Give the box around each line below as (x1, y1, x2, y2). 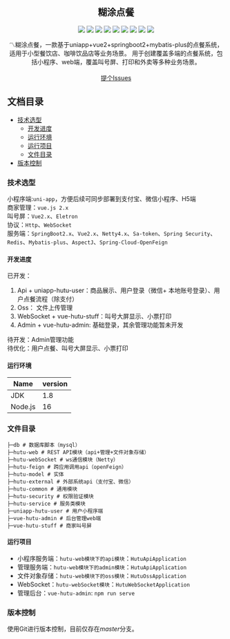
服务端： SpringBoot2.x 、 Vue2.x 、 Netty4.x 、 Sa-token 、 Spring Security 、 (7, 229, 216, 237)
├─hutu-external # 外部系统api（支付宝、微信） (7, 478, 135, 485)
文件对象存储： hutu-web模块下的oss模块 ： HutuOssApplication (17, 571, 186, 580)
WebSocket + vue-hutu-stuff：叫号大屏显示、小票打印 (17, 312, 172, 321)
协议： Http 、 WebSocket (7, 220, 73, 229)
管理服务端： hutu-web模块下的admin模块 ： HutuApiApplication (17, 562, 187, 571)
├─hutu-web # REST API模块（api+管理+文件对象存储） (7, 448, 150, 456)
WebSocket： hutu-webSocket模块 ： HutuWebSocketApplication (17, 580, 190, 589)
